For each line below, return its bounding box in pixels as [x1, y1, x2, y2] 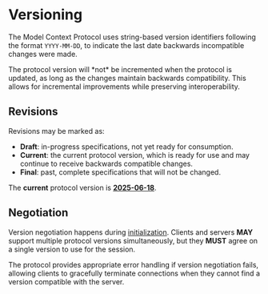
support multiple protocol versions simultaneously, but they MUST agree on [8, 236, 258, 245]
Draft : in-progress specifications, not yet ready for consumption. [19, 142, 234, 151]
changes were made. [8, 49, 78, 58]
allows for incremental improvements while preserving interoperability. [8, 82, 240, 91]
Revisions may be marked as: [8, 126, 106, 135]
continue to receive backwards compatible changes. [19, 159, 194, 168]
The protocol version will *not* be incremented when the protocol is [8, 64, 232, 74]
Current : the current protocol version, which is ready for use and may [19, 150, 250, 159]
